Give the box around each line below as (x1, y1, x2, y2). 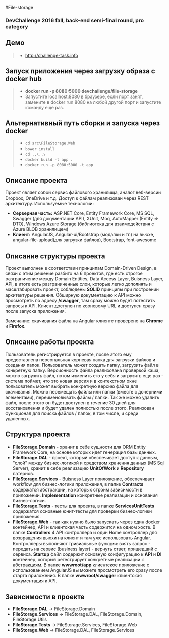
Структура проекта (5, 430, 70, 439)
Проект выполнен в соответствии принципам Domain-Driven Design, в (5, 265, 157, 271)
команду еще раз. (25, 104, 64, 110)
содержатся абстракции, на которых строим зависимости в (12, 486, 143, 493)
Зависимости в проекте (5, 593, 85, 601)
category (5, 23, 28, 30)
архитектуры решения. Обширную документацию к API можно (5, 291, 141, 298)
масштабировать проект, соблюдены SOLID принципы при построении (5, 286, 159, 292)
